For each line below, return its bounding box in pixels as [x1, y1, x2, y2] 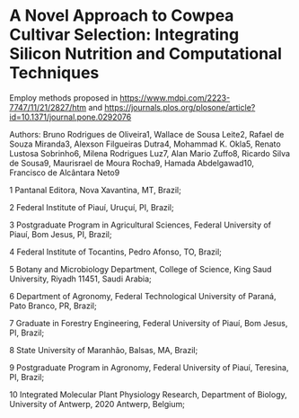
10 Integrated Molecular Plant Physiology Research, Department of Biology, [9, 388, 287, 400]
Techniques [9, 63, 100, 84]
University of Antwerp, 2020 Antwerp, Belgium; [9, 398, 186, 409]
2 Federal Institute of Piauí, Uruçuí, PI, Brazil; [9, 201, 174, 212]
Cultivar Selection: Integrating [9, 24, 240, 45]
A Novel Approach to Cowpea [9, 5, 234, 26]
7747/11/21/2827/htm [9, 102, 87, 112]
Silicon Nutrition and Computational [9, 44, 283, 64]
